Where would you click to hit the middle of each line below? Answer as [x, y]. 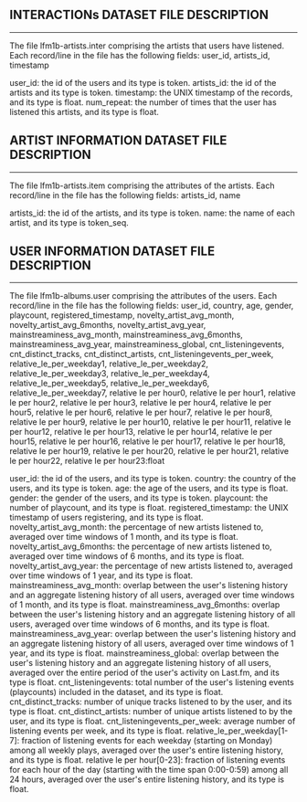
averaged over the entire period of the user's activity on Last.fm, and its [145, 673]
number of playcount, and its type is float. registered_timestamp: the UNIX [149, 508]
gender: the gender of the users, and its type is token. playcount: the [139, 498]
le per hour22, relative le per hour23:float [87, 461]
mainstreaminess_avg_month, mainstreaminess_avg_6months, [127, 335]
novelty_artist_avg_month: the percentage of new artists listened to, [137, 527]
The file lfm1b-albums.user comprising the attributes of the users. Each [143, 296]
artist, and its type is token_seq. [69, 222]
